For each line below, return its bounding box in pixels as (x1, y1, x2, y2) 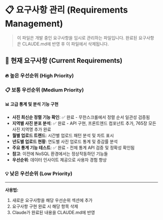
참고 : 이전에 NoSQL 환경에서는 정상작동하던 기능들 (12, 151, 108, 157)
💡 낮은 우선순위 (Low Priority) (5, 170, 73, 177)
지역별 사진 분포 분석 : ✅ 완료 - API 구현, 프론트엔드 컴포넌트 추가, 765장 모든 (12, 120, 157, 127)
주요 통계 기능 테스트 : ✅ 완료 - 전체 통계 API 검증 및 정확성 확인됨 (12, 145, 135, 151)
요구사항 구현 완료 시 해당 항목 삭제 (12, 203, 79, 209)
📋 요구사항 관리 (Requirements (5, 4, 128, 16)
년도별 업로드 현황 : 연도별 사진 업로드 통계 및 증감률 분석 (12, 139, 118, 145)
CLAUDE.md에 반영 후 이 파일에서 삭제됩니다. (22, 41, 109, 47)
